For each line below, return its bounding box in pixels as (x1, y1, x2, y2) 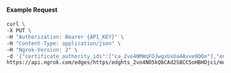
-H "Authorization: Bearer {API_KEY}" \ (6, 33, 125, 41)
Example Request (6, 6, 58, 14)
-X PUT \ (6, 28, 32, 34)
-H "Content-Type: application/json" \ (6, 40, 121, 47)
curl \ (6, 21, 26, 28)
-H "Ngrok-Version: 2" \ (6, 46, 78, 53)
